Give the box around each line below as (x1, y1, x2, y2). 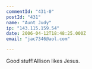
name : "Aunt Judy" (6, 19, 52, 25)
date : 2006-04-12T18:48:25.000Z (6, 31, 86, 37)
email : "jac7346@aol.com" (6, 36, 70, 42)
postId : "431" (6, 14, 42, 20)
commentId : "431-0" (6, 8, 55, 15)
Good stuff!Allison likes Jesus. (6, 57, 80, 64)
